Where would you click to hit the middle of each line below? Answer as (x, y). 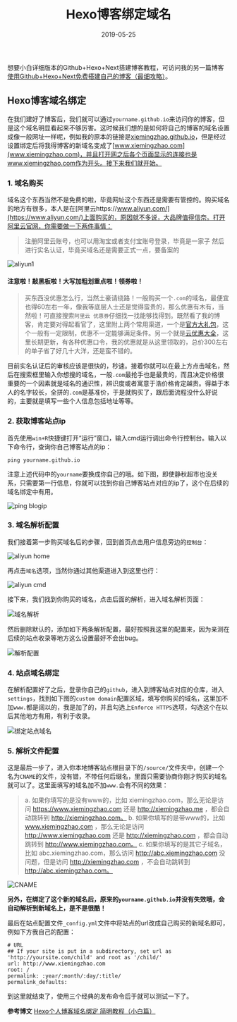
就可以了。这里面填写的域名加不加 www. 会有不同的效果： (88, 785)
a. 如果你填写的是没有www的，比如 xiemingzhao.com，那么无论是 (121, 800)
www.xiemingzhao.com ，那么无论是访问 (84, 827)
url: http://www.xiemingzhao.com (56, 964)
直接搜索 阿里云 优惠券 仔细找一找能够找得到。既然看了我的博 (135, 316)
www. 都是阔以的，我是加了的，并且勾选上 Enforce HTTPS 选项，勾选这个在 (118, 707)
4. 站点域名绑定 (34, 672)
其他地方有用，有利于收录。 (53, 716)
